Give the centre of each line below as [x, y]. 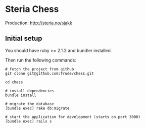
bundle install [21, 95]
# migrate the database [30, 104]
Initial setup [24, 38]
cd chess [14, 82]
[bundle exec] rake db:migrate [37, 108]
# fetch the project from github [40, 69]
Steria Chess [32, 9]
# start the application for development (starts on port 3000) [73, 117]
